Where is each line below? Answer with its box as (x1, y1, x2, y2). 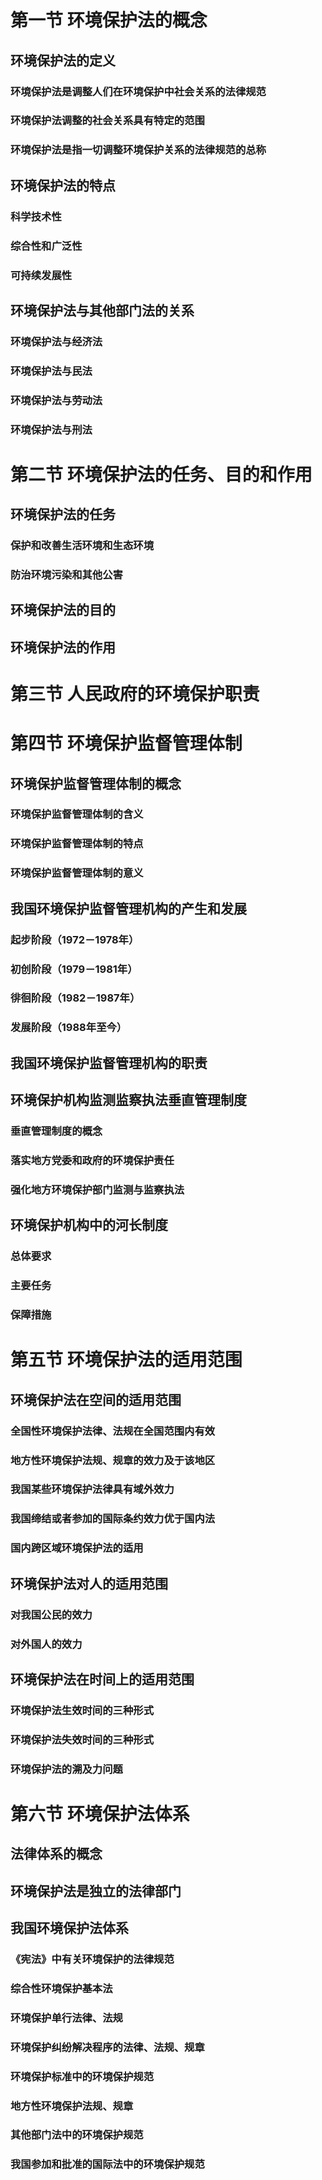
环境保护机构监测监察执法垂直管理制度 (10, 1092, 247, 1109)
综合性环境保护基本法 (10, 1981, 113, 1995)
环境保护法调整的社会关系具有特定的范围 (10, 114, 205, 128)
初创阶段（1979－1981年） (10, 962, 138, 976)
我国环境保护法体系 (10, 1920, 129, 1937)
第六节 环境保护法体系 (10, 1802, 190, 1825)
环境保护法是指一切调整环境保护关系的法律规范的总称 (10, 143, 267, 157)
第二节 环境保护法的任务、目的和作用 (10, 463, 313, 486)
